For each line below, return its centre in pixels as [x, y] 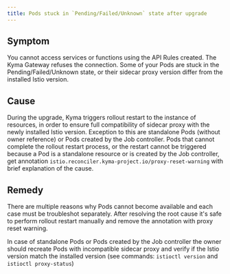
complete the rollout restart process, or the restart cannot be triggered [107, 147]
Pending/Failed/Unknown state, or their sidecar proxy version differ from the [115, 72]
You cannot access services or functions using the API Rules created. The [112, 58]
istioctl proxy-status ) [41, 264]
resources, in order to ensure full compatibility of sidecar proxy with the [108, 125]
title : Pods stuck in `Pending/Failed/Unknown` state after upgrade [107, 13]
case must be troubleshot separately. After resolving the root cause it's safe [114, 214]
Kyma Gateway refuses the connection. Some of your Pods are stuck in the [113, 65]
